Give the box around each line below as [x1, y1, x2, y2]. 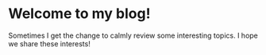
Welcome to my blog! [8, 5, 151, 23]
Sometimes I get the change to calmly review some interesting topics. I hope [8, 31, 258, 40]
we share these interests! [8, 38, 91, 48]
